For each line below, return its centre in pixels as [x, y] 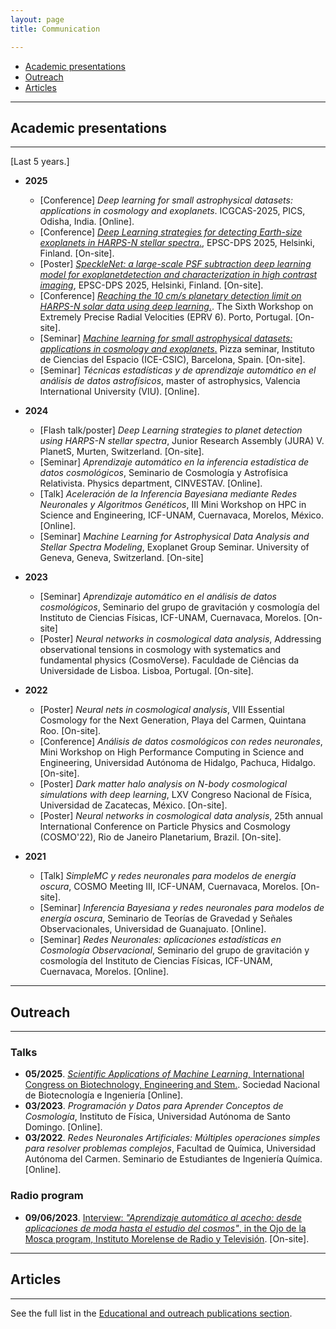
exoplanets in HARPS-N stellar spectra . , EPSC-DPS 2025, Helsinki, [177, 243]
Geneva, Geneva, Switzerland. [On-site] [121, 558]
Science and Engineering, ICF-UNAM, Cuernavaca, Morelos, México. [182, 515]
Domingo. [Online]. [63, 1127]
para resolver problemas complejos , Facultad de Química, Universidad [170, 1148]
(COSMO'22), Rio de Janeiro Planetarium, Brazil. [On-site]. [160, 837]
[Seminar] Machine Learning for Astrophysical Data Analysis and [174, 537]
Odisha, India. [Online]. [87, 222]
